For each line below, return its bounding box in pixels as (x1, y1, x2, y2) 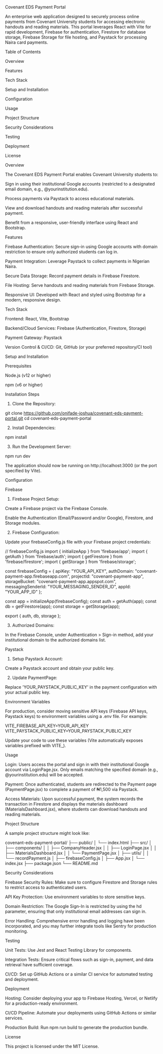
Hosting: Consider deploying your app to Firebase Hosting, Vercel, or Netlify (5, 996, 158, 1001)
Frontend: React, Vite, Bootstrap (5, 316, 70, 321)
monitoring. (5, 928, 28, 934)
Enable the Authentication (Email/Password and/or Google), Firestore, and (5, 515, 153, 521)
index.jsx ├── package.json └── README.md (5, 861, 98, 866)
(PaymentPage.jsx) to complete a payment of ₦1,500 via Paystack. (5, 787, 139, 792)
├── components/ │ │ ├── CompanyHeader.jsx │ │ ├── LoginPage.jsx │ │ (5, 845, 157, 850)
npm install (5, 434, 27, 440)
